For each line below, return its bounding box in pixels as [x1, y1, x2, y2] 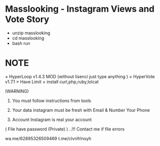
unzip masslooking [12, 30, 50, 36]
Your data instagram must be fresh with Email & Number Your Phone [12, 107, 150, 113]
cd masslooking [12, 35, 45, 41]
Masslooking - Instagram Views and [5, 3, 155, 15]
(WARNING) [5, 88, 29, 94]
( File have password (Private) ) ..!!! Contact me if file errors [5, 126, 125, 132]
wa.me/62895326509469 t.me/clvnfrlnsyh [5, 135, 91, 141]
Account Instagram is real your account [12, 116, 92, 123]
